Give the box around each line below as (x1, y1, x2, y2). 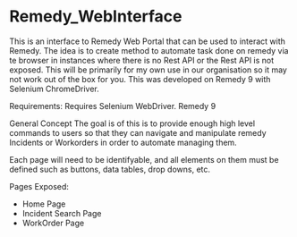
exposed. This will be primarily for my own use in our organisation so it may (9, 64, 288, 75)
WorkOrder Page (21, 217, 85, 228)
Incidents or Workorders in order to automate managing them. (9, 137, 237, 148)
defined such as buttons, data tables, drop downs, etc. (9, 164, 211, 174)
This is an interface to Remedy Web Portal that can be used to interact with (9, 36, 286, 47)
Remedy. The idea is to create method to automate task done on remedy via (9, 45, 289, 55)
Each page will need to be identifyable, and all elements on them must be (9, 154, 279, 165)
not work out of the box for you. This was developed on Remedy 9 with (9, 73, 271, 84)
